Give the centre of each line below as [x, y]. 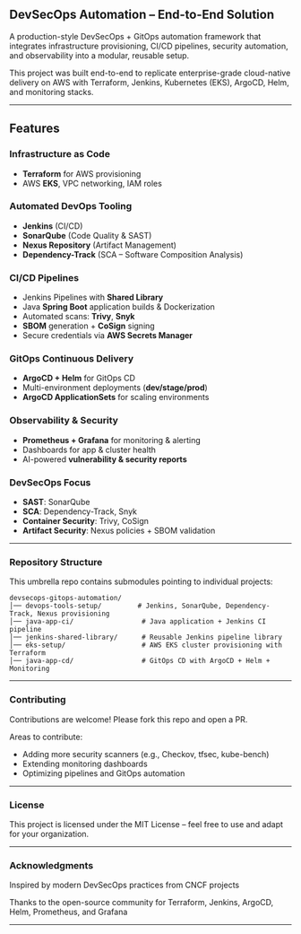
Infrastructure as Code [60, 154]
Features [34, 129]
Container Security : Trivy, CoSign [86, 520]
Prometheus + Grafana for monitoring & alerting [111, 440]
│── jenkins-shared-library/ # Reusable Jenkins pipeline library [146, 637]
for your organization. [49, 834]
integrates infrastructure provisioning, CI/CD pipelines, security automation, [149, 46]
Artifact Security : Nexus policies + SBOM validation [119, 530]
